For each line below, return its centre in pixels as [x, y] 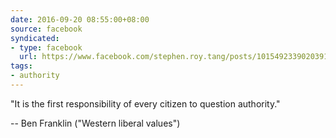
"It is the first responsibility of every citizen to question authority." [145, 103]
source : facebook [46, 29]
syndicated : [35, 38]
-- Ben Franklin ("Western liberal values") [95, 123]
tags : [21, 66]
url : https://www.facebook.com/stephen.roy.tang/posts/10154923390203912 [176, 57]
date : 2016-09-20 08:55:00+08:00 [80, 19]
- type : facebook [46, 47]
